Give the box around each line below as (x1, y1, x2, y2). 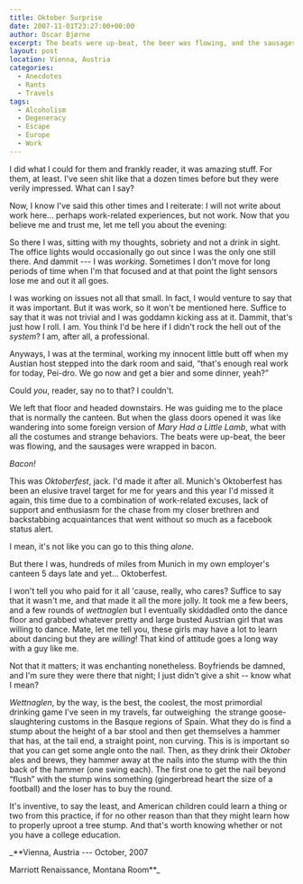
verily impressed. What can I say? (9, 182, 135, 194)
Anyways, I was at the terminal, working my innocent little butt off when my (9, 348, 289, 359)
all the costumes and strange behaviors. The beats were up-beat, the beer (9, 431, 286, 442)
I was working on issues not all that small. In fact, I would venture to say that (9, 292, 292, 303)
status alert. (9, 524, 54, 534)
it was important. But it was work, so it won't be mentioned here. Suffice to (9, 302, 287, 313)
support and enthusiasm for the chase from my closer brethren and (9, 504, 260, 515)
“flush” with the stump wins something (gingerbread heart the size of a (9, 773, 273, 784)
